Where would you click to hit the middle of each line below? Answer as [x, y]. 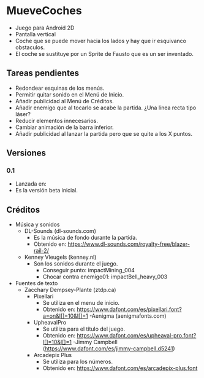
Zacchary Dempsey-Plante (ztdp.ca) [70, 290]
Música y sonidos [37, 224]
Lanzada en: [31, 184]
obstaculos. [30, 47]
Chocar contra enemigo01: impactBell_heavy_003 [105, 277]
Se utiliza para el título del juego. [84, 329]
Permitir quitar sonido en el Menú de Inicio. [70, 94]
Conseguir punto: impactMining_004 [89, 270]
